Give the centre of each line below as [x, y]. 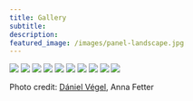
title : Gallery [38, 18]
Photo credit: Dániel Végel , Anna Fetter [82, 87]
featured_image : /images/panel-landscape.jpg [96, 43]
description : [34, 34]
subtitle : [28, 26]
